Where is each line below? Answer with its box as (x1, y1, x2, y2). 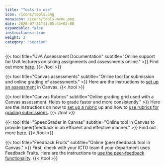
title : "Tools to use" (5, 7, 52, 12)
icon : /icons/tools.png (5, 12, 55, 17)
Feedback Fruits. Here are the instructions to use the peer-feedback (5, 150, 145, 156)
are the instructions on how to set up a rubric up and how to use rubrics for (5, 104, 159, 110)
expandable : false (5, 26, 43, 31)
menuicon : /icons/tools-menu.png (5, 16, 75, 21)
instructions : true (5, 30, 46, 35)
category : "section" (5, 40, 48, 45)
